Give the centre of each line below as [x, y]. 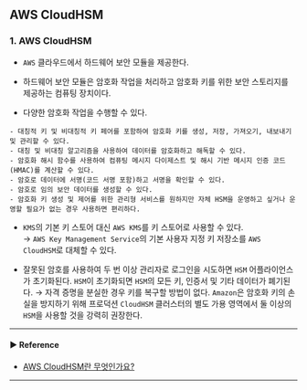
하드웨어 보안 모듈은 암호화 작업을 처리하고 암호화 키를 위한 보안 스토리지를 [156, 81]
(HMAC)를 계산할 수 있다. [52, 170]
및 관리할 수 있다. [40, 141]
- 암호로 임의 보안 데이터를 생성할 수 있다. [81, 190]
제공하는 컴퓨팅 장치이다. [67, 93]
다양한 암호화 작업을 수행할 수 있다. [85, 112]
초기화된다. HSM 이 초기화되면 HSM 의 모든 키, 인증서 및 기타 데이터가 [149, 280]
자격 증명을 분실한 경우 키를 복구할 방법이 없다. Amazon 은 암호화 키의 [165, 292]
